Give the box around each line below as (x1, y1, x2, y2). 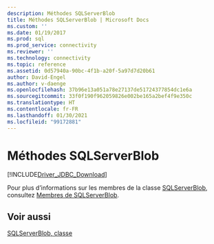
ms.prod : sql (7, 36, 45, 42)
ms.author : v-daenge (7, 80, 67, 87)
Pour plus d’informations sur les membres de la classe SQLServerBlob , (7, 184, 208, 192)
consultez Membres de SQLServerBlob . (7, 191, 119, 199)
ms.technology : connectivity (7, 55, 91, 62)
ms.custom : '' (7, 23, 48, 29)
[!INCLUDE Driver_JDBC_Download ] (7, 171, 108, 179)
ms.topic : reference (7, 61, 67, 68)
